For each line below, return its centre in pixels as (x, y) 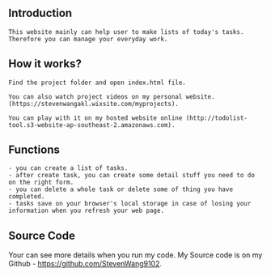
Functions (34, 150)
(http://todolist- (217, 118)
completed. (27, 197)
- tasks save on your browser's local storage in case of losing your (130, 204)
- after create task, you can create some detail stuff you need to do (131, 176)
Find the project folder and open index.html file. (97, 83)
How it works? (45, 64)
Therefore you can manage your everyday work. (88, 39)
